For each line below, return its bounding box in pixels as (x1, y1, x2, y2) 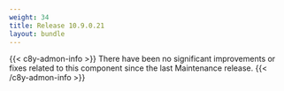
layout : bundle (9, 29, 65, 38)
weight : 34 (9, 12, 50, 22)
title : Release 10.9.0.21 (9, 21, 104, 30)
